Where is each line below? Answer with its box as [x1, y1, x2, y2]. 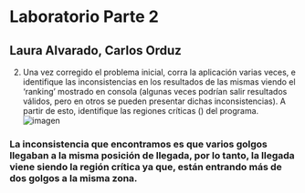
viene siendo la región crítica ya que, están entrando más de [9, 160, 283, 173]
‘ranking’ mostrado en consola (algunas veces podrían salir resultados [22, 86, 288, 96]
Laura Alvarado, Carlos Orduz [9, 43, 183, 58]
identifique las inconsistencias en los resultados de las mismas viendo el [22, 76, 296, 87]
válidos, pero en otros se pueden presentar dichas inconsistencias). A [22, 96, 286, 107]
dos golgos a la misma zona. [9, 171, 138, 184]
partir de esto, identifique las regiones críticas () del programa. [22, 106, 259, 116]
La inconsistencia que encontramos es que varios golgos [9, 137, 268, 150]
